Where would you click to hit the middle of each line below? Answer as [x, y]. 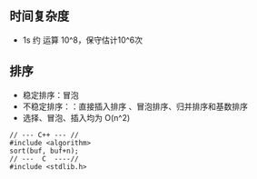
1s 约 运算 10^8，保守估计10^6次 [83, 40]
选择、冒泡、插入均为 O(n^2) [76, 117]
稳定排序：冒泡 [50, 94]
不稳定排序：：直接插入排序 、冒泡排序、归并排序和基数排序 [135, 106]
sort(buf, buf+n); [44, 151]
